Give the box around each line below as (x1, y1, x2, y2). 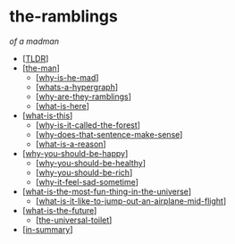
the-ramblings (9, 6, 118, 27)
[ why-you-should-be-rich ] (35, 167, 133, 178)
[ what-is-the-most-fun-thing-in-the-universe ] (21, 186, 192, 197)
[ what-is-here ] (35, 100, 89, 111)
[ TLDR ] (21, 53, 49, 63)
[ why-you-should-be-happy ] (21, 147, 129, 158)
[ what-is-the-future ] (21, 205, 97, 215)
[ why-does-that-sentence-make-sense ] (35, 129, 183, 139)
